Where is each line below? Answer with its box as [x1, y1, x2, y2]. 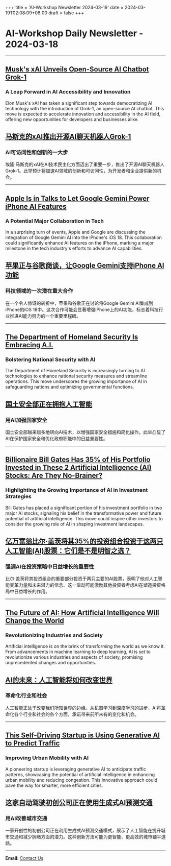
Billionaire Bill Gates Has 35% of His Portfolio [5, 455, 151, 464]
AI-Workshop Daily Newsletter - [5, 28, 144, 39]
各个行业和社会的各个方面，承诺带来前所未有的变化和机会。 [14, 711, 139, 717]
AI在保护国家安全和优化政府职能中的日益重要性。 [5, 436, 108, 442]
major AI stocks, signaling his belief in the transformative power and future [5, 510, 162, 516]
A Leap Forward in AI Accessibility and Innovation [5, 88, 131, 95]
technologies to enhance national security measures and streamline [5, 373, 148, 379]
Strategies [5, 493, 32, 500]
